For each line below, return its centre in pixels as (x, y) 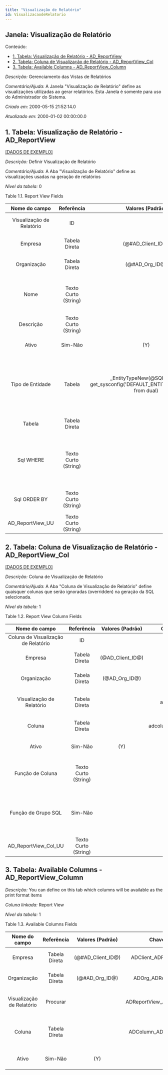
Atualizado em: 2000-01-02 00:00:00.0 (46, 116)
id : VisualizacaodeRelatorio (35, 14)
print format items (24, 895)
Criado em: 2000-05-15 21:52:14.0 (40, 107)
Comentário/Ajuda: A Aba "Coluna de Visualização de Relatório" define (78, 586)
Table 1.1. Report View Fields (34, 196)
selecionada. (18, 597)
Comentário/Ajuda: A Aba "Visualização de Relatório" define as (70, 171)
